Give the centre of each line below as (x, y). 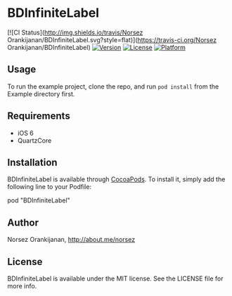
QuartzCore (34, 140)
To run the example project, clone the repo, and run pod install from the (113, 86)
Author (23, 223)
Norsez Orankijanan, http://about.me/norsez (71, 240)
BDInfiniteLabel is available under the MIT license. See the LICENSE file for (115, 278)
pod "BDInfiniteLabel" (39, 200)
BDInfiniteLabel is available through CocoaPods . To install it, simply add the (116, 179)
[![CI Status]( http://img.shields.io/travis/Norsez (75, 32)
